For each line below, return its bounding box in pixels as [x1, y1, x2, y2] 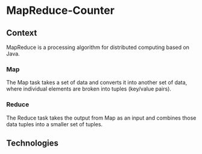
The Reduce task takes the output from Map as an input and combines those [6, 114, 197, 121]
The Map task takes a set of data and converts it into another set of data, [6, 79, 188, 86]
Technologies [6, 138, 59, 148]
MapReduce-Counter [6, 4, 115, 18]
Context [6, 28, 37, 38]
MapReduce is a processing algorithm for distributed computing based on [6, 43, 190, 51]
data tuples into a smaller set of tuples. [6, 120, 103, 127]
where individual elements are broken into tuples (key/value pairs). [6, 85, 172, 92]
